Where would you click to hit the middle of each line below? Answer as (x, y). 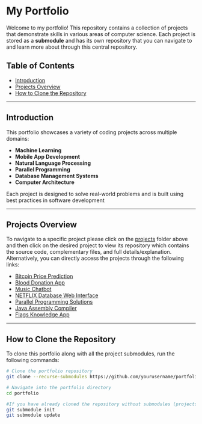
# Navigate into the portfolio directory (59, 387)
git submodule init (31, 410)
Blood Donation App (40, 283)
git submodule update (33, 415)
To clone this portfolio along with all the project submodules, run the (91, 354)
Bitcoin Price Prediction (44, 276)
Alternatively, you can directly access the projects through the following (95, 258)
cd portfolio (23, 393)
